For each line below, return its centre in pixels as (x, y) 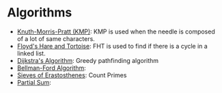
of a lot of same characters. (56, 38)
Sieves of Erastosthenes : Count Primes (72, 75)
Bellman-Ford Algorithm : (52, 68)
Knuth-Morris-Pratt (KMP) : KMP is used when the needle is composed (116, 31)
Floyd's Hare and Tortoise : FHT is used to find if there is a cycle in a (112, 46)
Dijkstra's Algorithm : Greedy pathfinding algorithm (88, 60)
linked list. (31, 53)
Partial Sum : (34, 82)
